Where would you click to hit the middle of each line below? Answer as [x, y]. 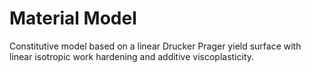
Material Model [73, 18]
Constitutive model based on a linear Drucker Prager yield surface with [155, 46]
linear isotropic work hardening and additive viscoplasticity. [132, 56]
